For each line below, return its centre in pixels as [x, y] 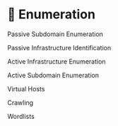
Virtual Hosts [26, 88]
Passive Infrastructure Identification [59, 47]
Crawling [20, 103]
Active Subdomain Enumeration [53, 75]
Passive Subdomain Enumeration [55, 34]
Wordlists [21, 116]
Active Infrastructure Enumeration [57, 61]
